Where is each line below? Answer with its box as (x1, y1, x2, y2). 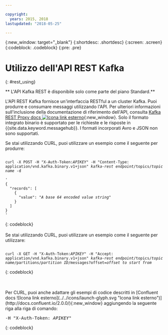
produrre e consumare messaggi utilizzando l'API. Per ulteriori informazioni (5, 104, 161, 110)
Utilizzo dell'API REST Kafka (5, 62, 125, 73)
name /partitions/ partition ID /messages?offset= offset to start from (5, 260, 152, 266)
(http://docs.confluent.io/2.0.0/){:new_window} (5, 300, 103, 306)
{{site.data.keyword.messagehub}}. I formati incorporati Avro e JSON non (5, 125, 158, 131)
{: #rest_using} (5, 79, 36, 85)
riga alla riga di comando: (5, 305, 58, 312)
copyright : (5, 12, 28, 17)
